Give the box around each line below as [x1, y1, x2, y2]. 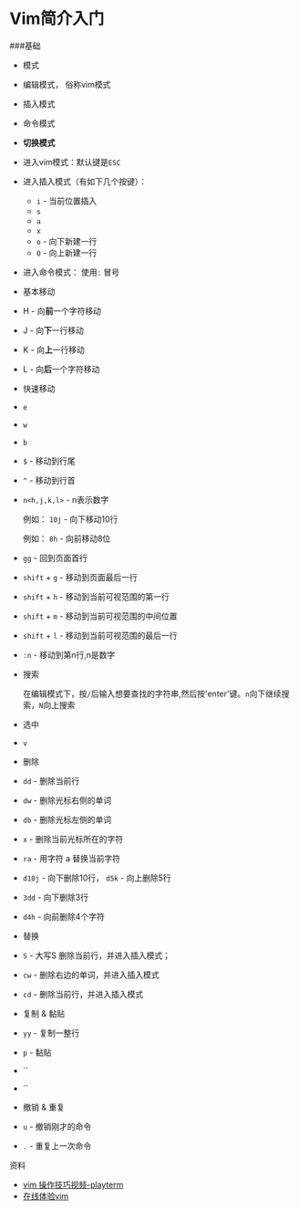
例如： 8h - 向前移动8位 [22, 533, 111, 544]
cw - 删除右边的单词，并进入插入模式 [22, 969, 160, 980]
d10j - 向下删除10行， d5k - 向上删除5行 [22, 872, 171, 883]
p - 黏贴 [22, 1047, 52, 1058]
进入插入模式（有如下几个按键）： [22, 175, 148, 187]
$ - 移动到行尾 [22, 455, 76, 466]
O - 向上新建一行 [36, 247, 98, 258]
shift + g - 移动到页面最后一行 [22, 571, 139, 582]
